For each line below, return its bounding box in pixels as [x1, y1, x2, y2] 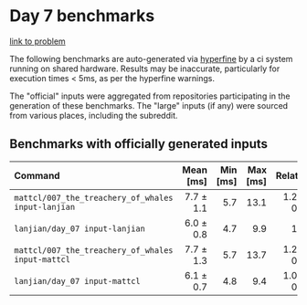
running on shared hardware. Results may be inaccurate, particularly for [9, 63, 281, 74]
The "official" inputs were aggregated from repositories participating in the [9, 90, 291, 101]
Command [14, 169, 61, 182]
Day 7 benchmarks [9, 5, 155, 26]
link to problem [9, 36, 66, 47]
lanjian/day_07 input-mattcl [14, 276, 141, 286]
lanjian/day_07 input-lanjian [14, 223, 146, 234]
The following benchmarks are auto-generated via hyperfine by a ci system [9, 53, 293, 64]
